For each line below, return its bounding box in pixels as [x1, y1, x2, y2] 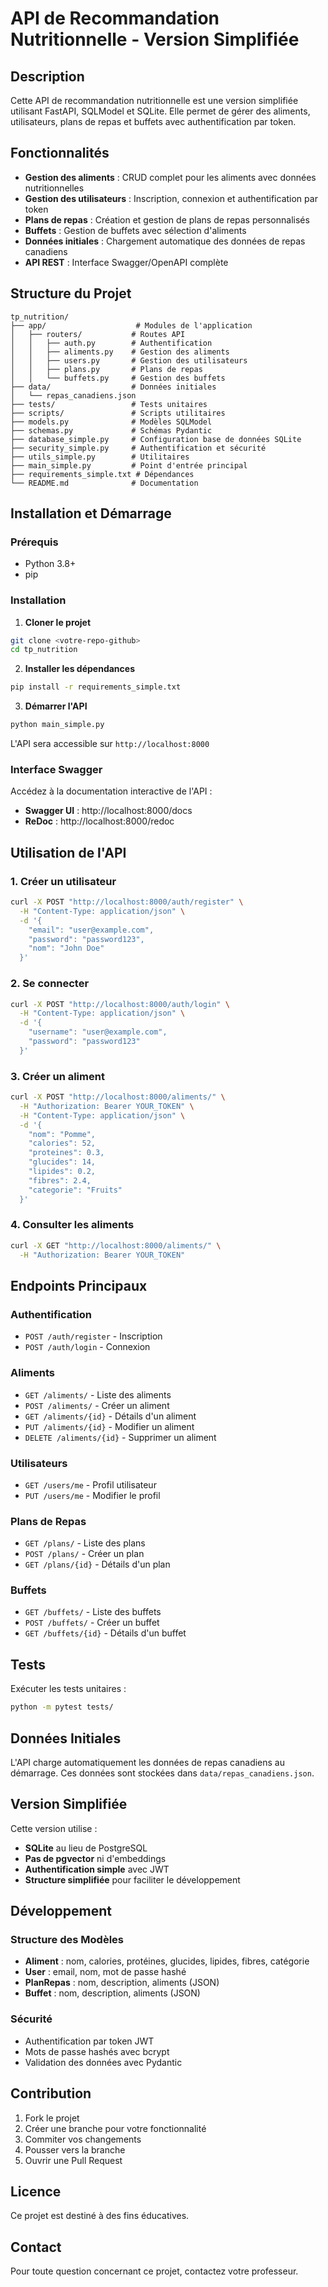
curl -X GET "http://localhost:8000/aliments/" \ [10, 1240, 222, 1251]
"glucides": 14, [28, 1157, 97, 1167]
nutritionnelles [24, 182, 85, 194]
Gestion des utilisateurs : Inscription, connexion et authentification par [24, 192, 318, 204]
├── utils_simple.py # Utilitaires [10, 452, 190, 462]
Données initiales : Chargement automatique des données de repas [24, 235, 306, 247]
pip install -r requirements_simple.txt [10, 682, 182, 692]
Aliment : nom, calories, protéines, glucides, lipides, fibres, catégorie [24, 1955, 310, 1967]
